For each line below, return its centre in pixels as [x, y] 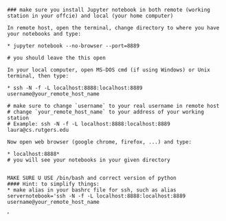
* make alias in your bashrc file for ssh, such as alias [92, 190]
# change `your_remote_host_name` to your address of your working [106, 112]
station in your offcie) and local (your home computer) [90, 16]
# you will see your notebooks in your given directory [89, 160]
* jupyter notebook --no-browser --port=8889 [73, 46]
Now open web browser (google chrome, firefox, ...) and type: [100, 142]
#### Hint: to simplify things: [53, 184]
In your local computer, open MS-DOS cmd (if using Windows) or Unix [109, 70]
